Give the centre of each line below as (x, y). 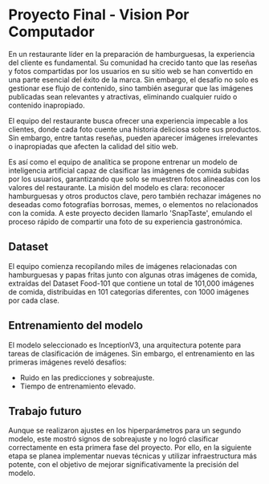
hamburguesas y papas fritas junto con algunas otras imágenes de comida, (133, 275)
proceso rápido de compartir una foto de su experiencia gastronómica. (125, 222)
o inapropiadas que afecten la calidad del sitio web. (94, 146)
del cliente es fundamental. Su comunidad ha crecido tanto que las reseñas (133, 63)
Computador (51, 32)
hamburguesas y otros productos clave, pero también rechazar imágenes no (135, 196)
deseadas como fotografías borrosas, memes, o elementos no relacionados (133, 204)
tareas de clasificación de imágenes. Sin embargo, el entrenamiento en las (132, 353)
